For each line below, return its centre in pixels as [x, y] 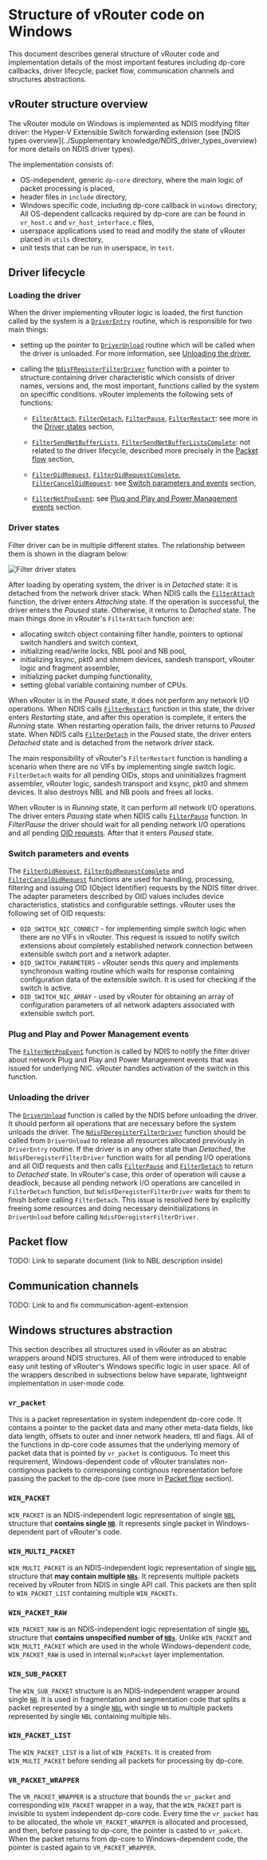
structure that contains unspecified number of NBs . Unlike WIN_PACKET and [130, 1637]
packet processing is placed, [67, 188]
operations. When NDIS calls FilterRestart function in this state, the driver [132, 708]
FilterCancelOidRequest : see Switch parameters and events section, [144, 483]
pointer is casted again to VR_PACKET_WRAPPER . [82, 1847]
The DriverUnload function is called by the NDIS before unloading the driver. [133, 1115]
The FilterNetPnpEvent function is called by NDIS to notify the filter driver [129, 1051]
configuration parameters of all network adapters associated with [127, 1005]
